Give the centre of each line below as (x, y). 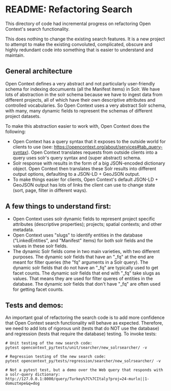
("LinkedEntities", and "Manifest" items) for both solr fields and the (83, 240)
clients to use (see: (33, 147)
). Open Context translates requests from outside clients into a (92, 152)
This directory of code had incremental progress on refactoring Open (78, 24)
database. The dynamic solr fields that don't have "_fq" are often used (87, 284)
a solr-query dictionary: (33, 375)
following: (16, 131)
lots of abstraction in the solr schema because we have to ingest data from (84, 94)
